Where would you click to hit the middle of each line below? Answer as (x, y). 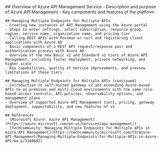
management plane (23, 98)
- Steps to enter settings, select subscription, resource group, (74, 29)
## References (20, 115)
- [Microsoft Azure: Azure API (37, 120)
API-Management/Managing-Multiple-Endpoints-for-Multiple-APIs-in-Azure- (82, 137)
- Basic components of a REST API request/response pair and (69, 47)
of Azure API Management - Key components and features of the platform (80, 12)
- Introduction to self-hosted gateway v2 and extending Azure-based (78, 85)
